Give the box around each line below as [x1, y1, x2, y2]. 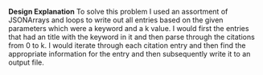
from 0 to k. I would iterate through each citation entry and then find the [8, 41, 246, 50]
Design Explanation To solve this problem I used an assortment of [8, 7, 228, 16]
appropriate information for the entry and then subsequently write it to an [8, 49, 251, 58]
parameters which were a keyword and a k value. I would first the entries [8, 24, 249, 33]
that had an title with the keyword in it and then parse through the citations [8, 32, 255, 41]
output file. [8, 57, 44, 67]
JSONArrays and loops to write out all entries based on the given [8, 15, 224, 25]
